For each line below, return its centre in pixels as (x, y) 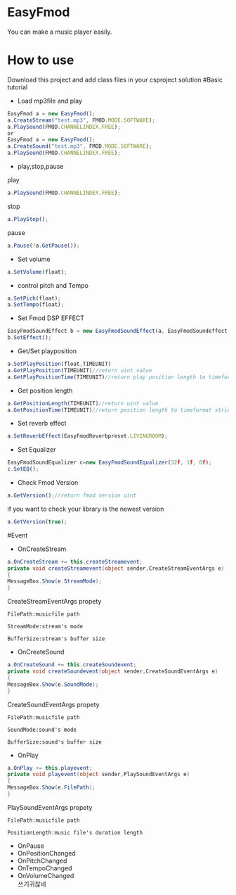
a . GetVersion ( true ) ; (38, 521)
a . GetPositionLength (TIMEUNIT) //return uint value (83, 403)
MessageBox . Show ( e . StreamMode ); (54, 581)
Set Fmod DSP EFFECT (51, 318)
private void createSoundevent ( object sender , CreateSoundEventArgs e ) (113, 671)
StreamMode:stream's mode (45, 627)
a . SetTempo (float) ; (36, 305)
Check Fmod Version (48, 482)
